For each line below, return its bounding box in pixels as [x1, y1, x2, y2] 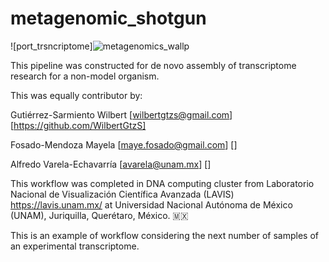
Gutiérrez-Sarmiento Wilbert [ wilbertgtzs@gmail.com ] [10, 108, 233, 121]
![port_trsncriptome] [10, 40, 93, 52]
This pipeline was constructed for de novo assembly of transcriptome [10, 59, 297, 71]
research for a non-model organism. [10, 70, 160, 82]
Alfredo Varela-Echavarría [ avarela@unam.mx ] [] [10, 158, 212, 170]
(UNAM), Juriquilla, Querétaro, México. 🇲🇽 [10, 209, 189, 221]
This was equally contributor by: [10, 89, 143, 101]
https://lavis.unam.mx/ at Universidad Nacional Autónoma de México [10, 198, 293, 211]
